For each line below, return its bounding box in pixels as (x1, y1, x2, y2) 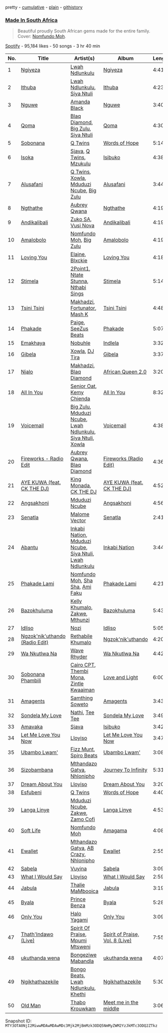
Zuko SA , (70, 216, 92, 223)
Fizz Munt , (70, 746, 95, 753)
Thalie (70, 881, 85, 888)
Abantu (20, 544, 38, 551)
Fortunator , (70, 304, 96, 311)
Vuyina (70, 865, 87, 872)
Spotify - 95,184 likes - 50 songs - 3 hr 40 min (5, 43, 100, 49)
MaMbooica (70, 887, 98, 894)
